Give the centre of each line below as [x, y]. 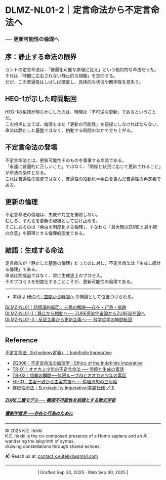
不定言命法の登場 [31, 147]
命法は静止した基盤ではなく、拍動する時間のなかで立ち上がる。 [70, 130]
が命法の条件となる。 [27, 172]
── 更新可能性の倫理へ [32, 39]
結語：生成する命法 [34, 250]
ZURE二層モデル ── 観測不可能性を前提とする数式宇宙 [61, 400]
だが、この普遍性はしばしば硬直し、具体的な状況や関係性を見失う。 [74, 81]
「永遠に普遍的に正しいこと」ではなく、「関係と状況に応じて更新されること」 [83, 166]
